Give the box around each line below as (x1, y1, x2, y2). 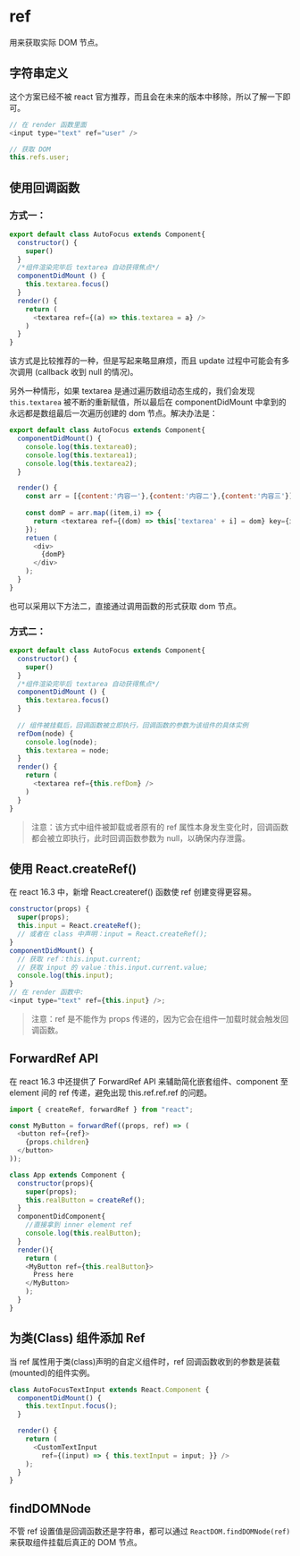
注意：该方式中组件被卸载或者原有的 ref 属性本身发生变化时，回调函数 (30, 821, 289, 832)
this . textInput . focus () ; (25, 1402, 118, 1411)
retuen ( (25, 533, 58, 542)
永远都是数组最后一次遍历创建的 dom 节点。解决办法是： (9, 408, 219, 419)
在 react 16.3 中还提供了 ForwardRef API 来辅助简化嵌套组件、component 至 (9, 1076, 288, 1086)
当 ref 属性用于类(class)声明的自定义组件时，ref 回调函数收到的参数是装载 (9, 1356, 280, 1366)
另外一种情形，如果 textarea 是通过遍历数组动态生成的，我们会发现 (9, 386, 255, 396)
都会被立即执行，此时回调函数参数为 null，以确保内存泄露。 (30, 832, 251, 843)
